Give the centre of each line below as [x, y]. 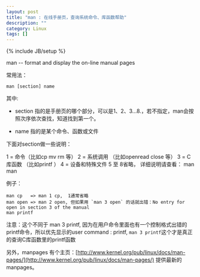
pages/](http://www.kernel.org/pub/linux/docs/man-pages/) [80, 260]
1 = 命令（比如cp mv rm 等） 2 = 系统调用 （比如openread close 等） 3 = [96, 157]
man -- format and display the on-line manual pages [71, 63]
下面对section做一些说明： [39, 144]
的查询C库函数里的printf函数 [41, 240]
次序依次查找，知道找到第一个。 [60, 119]
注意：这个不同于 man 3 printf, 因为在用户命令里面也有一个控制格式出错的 [97, 225]
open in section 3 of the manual [48, 207]
